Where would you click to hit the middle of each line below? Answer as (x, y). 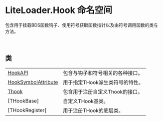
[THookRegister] (27, 110)
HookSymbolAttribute (33, 82)
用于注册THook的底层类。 (93, 110)
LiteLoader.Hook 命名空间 (59, 10)
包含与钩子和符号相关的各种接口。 (103, 73)
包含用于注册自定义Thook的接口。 (103, 91)
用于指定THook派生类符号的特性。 (103, 82)
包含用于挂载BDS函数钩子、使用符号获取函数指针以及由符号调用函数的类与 (82, 25)
